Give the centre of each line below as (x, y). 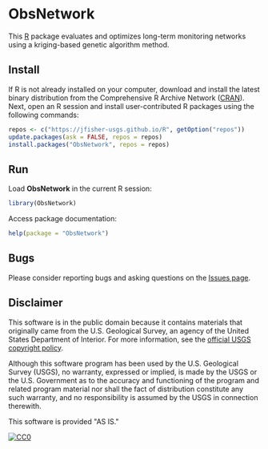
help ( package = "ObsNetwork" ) (59, 233)
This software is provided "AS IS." (64, 421)
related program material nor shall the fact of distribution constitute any (126, 389)
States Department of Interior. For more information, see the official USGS (130, 339)
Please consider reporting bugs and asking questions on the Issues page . (129, 277)
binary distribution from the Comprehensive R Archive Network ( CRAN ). (127, 98)
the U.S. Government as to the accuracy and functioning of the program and (134, 380)
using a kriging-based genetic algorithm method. (89, 44)
